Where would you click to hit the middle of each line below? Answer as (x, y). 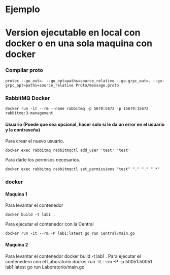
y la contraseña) (23, 130)
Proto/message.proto (97, 85)
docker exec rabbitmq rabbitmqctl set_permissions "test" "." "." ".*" (82, 169)
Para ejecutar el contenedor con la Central (49, 224)
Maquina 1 (16, 194)
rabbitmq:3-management (29, 113)
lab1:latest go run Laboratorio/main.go (45, 267)
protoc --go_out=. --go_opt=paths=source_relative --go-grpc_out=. (78, 81)
